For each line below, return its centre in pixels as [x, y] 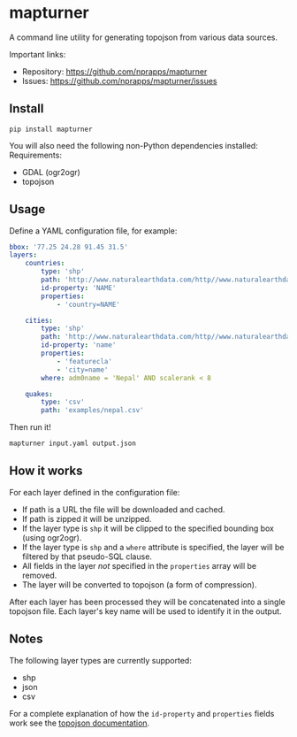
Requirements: [35, 155]
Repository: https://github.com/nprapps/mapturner [114, 71]
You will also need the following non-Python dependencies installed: [133, 145]
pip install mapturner [51, 129]
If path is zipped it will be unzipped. [87, 518]
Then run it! [30, 427]
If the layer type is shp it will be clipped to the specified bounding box [148, 528]
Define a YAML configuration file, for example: [93, 230]
